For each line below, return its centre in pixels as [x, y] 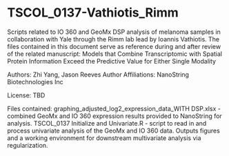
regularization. [28, 145]
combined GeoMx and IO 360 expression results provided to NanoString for [114, 116]
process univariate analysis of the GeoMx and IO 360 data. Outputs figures [114, 130]
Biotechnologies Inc [35, 81]
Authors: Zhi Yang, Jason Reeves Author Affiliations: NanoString [98, 75]
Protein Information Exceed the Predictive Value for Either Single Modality [111, 61]
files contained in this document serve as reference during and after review [114, 46]
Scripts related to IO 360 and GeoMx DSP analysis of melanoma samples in [114, 32]
